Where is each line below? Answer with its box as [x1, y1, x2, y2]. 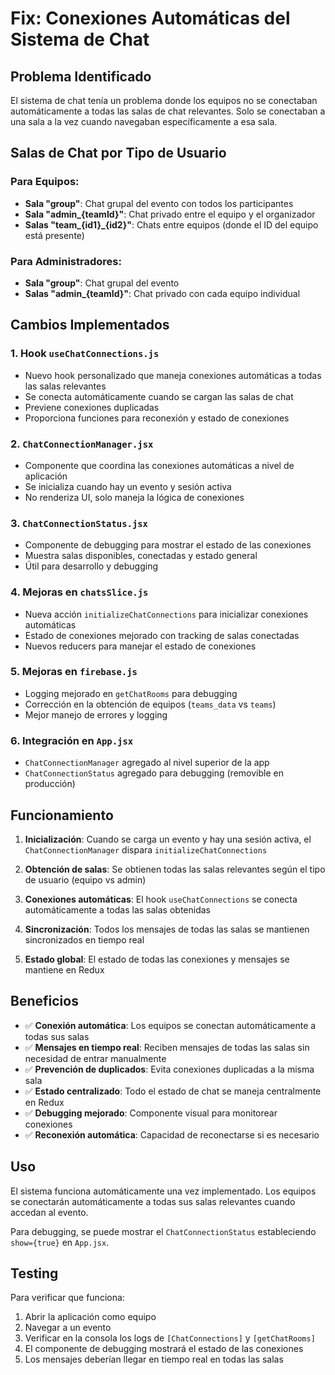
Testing [10, 1265, 59, 1282]
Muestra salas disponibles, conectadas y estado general [24, 550, 258, 562]
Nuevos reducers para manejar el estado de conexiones [24, 640, 257, 652]
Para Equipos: [10, 175, 80, 189]
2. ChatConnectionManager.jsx [10, 437, 154, 451]
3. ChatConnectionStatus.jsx [10, 516, 148, 530]
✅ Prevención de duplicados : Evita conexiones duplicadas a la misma [24, 1063, 315, 1075]
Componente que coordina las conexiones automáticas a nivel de [24, 459, 295, 471]
